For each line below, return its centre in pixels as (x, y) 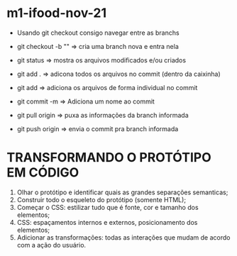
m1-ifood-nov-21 (57, 13)
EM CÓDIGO (43, 173)
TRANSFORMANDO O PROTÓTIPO (109, 158)
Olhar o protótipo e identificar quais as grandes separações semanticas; (122, 192)
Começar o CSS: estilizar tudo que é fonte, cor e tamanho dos (108, 207)
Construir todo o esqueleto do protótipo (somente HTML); (101, 199)
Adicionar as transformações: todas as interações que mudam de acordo (123, 237)
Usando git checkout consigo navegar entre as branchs (98, 33)
